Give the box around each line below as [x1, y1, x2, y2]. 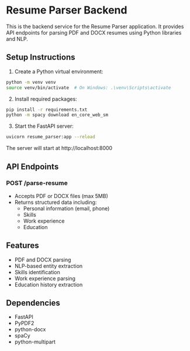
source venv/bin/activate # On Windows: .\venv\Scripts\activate [6, 84, 171, 91]
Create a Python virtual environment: [14, 68, 103, 75]
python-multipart [14, 338, 56, 346]
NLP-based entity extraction [14, 262, 83, 270]
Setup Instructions [6, 52, 75, 62]
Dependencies [6, 298, 60, 308]
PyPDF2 [14, 320, 34, 327]
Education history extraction [14, 281, 83, 288]
